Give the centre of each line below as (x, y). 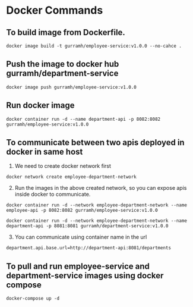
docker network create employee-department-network (71, 177)
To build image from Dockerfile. (66, 32)
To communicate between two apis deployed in (96, 142)
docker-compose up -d (33, 299)
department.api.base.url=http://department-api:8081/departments (88, 248)
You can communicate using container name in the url (81, 237)
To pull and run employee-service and (78, 266)
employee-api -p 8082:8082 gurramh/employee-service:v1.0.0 (82, 211)
